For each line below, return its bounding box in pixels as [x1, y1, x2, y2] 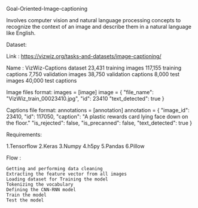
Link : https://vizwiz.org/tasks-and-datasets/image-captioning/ [6, 53, 162, 59]
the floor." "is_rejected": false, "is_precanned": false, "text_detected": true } [6, 119, 193, 126]
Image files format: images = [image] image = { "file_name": [6, 89, 154, 95]
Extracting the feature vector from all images [6, 171, 127, 177]
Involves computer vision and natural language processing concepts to [6, 17, 181, 23]
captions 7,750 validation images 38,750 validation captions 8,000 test [6, 71, 180, 77]
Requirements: [6, 131, 42, 138]
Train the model [6, 192, 47, 198]
